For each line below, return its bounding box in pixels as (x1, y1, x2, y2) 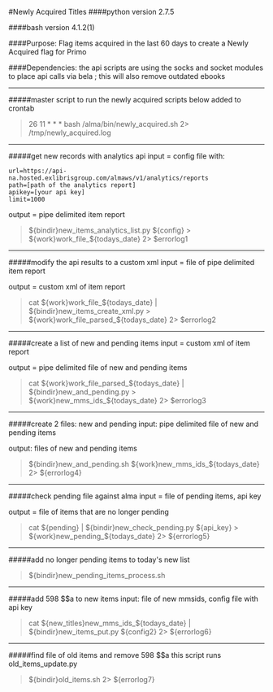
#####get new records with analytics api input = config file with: (8, 151, 225, 161)
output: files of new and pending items (8, 443, 138, 453)
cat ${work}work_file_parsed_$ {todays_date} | (28, 378, 184, 388)
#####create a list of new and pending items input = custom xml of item (8, 338, 250, 348)
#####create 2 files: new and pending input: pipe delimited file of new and (8, 419, 258, 429)
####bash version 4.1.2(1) (8, 23, 95, 32)
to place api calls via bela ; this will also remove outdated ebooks (8, 72, 226, 81)
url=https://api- (8, 167, 67, 175)
